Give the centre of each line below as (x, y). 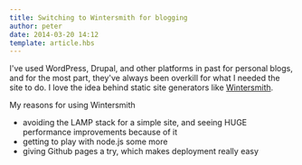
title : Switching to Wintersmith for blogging (99, 18)
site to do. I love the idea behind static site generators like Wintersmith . (142, 87)
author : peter (36, 26)
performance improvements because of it (100, 133)
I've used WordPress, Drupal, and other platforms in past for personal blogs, (151, 69)
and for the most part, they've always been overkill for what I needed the (145, 78)
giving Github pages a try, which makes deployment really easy (141, 151)
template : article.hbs (52, 43)
